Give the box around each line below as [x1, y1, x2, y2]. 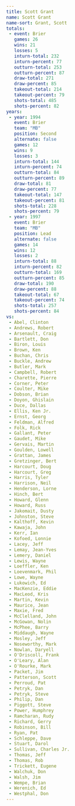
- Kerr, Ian [8, 530, 38, 536]
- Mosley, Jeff [8, 635, 46, 641]
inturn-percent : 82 [14, 264, 62, 270]
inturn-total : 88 [14, 258, 57, 264]
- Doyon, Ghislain [8, 397, 54, 403]
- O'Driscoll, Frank [8, 652, 60, 658]
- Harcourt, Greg [8, 469, 51, 475]
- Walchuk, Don [8, 768, 46, 774]
